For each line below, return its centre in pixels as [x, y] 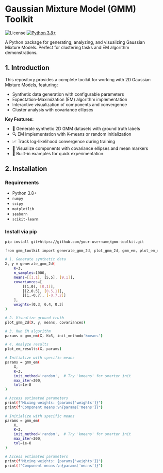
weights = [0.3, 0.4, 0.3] [39, 305]
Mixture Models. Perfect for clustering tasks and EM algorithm [67, 47]
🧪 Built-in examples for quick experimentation [57, 153]
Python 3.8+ [24, 193]
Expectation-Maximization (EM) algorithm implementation [70, 99]
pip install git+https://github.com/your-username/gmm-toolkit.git [75, 242]
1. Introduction [27, 68]
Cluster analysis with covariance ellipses [53, 109]
